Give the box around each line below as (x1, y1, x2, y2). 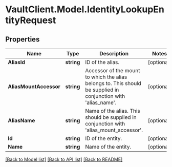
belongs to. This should (85, 80, 142, 87)
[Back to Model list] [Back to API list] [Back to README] (5, 156, 123, 162)
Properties (5, 35, 40, 44)
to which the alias (85, 73, 127, 80)
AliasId (8, 59, 26, 66)
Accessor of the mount (85, 67, 140, 74)
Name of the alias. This (85, 108, 141, 114)
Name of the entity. (85, 143, 132, 150)
